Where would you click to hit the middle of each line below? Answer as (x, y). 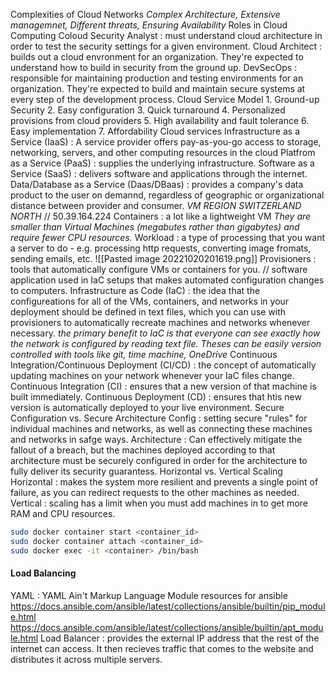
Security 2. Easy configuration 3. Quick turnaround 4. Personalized (148, 110)
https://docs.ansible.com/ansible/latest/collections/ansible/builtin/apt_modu (167, 627)
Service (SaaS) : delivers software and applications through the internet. (159, 173)
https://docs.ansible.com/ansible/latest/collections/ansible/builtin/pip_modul (168, 606)
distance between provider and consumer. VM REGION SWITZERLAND (156, 205)
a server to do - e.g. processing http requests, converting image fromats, (161, 248)
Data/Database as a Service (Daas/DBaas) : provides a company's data (157, 184)
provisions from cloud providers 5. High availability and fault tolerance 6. (160, 120)
